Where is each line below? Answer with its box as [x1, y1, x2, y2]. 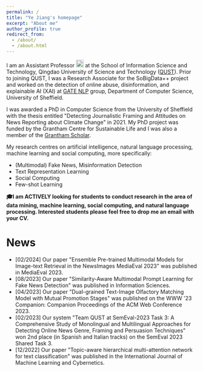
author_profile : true [6, 25, 61, 32]
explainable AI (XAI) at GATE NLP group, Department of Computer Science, [6, 87, 194, 95]
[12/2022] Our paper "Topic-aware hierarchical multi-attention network [15, 346, 193, 353]
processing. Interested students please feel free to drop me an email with [6, 208, 195, 215]
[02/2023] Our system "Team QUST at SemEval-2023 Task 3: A [15, 314, 175, 321]
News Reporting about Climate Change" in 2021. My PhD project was [6, 118, 179, 126]
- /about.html [12, 43, 47, 49]
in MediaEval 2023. [15, 268, 64, 276]
